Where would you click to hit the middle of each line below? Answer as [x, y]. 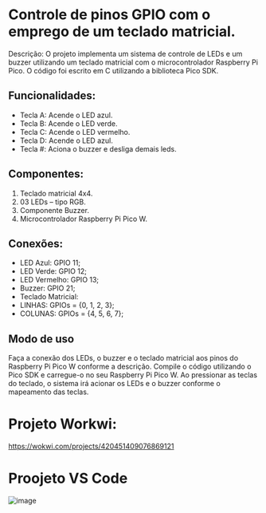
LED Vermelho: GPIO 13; [59, 280]
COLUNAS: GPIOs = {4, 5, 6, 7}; [72, 314]
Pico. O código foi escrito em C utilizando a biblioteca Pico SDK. [113, 70]
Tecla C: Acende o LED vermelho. [75, 132]
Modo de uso [41, 339]
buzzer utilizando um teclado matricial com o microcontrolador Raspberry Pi [133, 62]
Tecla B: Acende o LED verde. [68, 123]
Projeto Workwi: [63, 424]
